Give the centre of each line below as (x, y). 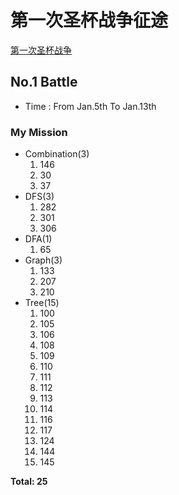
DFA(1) (38, 239)
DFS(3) (39, 197)
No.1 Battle (44, 82)
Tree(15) (42, 303)
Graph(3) (43, 260)
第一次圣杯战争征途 (89, 20)
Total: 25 (29, 482)
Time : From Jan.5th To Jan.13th (90, 106)
